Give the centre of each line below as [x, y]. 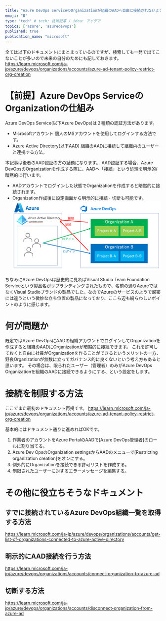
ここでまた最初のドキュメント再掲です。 [46, 408]
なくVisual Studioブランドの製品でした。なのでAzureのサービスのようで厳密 [83, 292]
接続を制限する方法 [44, 394]
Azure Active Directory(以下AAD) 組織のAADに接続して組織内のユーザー [85, 146]
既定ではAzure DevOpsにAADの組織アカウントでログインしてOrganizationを [83, 341]
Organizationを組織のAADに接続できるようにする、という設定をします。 [79, 372]
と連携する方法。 [30, 152]
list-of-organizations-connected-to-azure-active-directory [65, 539]
